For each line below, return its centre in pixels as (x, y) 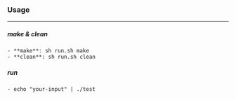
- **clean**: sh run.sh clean (52, 57)
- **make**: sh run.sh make (48, 51)
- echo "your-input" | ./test (52, 90)
